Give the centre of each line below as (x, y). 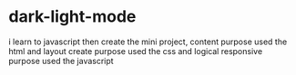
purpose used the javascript (61, 61)
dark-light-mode (72, 17)
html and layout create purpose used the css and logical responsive (136, 51)
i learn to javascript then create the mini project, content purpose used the (148, 42)
